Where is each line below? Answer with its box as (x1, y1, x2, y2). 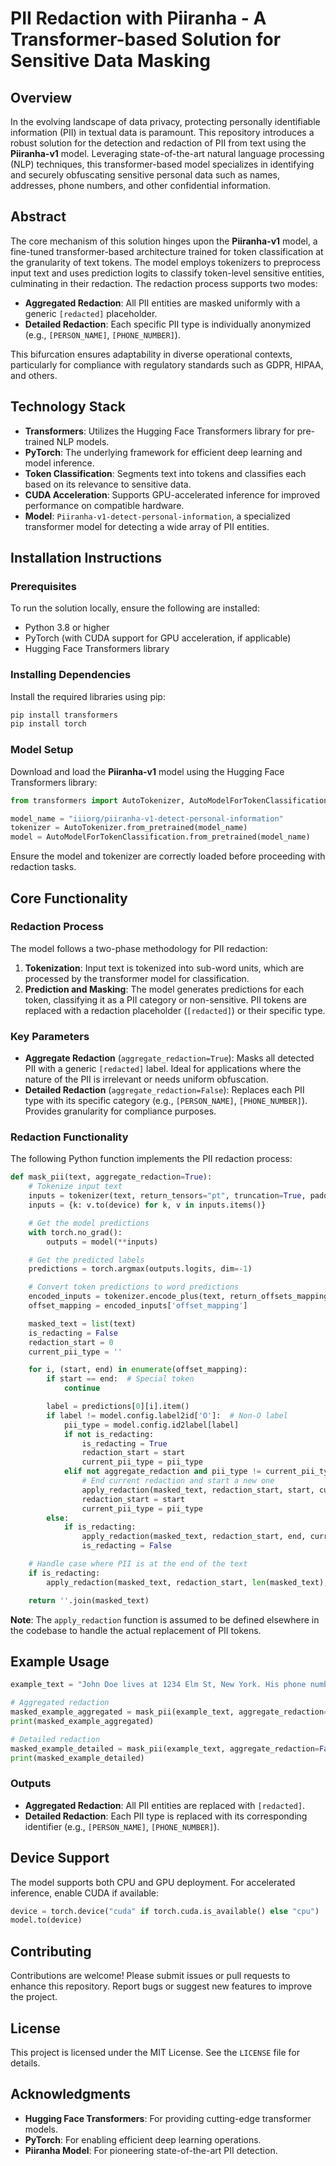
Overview (10, 89, 73, 106)
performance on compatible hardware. (24, 499, 185, 511)
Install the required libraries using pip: (10, 690, 166, 702)
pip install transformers (10, 710, 118, 720)
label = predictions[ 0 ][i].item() (46, 1402, 190, 1412)
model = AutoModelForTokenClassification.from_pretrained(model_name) (10, 832, 311, 842)
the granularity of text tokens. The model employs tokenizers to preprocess (10, 256, 321, 268)
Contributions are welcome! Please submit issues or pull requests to (10, 1970, 291, 1982)
